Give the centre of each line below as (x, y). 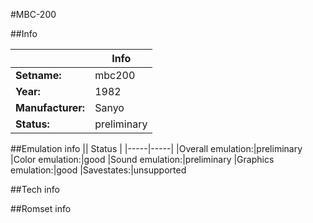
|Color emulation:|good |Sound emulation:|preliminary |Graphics (142, 159)
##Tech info (35, 189)
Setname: (38, 75)
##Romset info (41, 208)
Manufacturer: (50, 107)
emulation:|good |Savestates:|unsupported (98, 170)
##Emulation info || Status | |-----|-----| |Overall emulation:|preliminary (156, 148)
